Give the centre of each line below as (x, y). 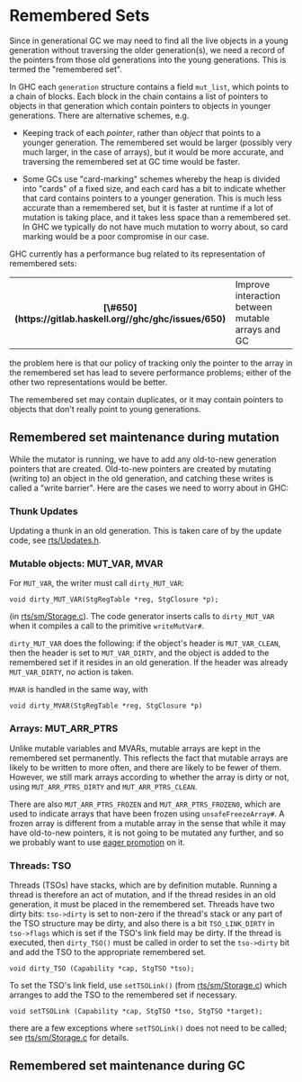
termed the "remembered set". (66, 69)
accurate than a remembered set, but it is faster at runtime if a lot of (148, 207)
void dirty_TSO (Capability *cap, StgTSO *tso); (102, 969)
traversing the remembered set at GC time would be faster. (131, 161)
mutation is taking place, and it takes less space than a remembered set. (156, 217)
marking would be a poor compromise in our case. (115, 236)
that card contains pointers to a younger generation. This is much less (152, 198)
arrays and (258, 329)
